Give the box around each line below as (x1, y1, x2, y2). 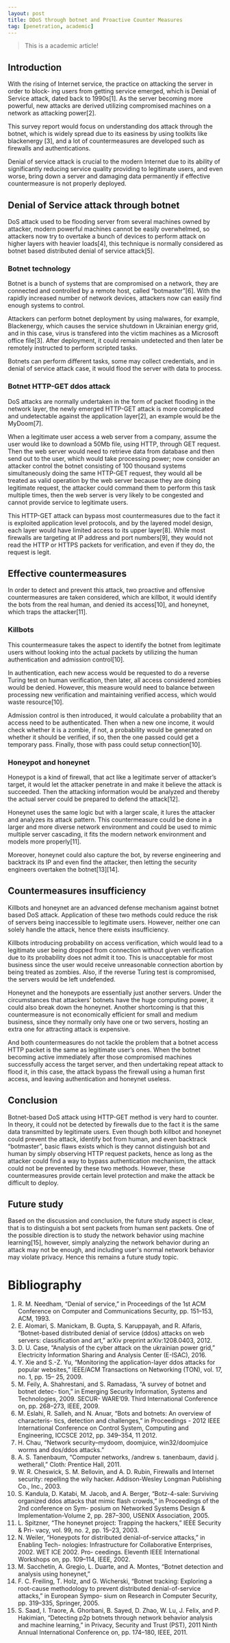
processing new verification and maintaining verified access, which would (8, 690, 216, 699)
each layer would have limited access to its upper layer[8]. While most (8, 526, 206, 534)
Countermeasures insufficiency (8, 885, 146, 897)
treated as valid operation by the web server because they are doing (8, 476, 201, 484)
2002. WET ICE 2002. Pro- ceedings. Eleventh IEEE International (17, 1548, 200, 1556)
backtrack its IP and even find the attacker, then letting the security (8, 858, 197, 866)
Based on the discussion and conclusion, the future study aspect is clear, (8, 1216, 214, 1225)
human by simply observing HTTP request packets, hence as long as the (8, 1149, 213, 1157)
